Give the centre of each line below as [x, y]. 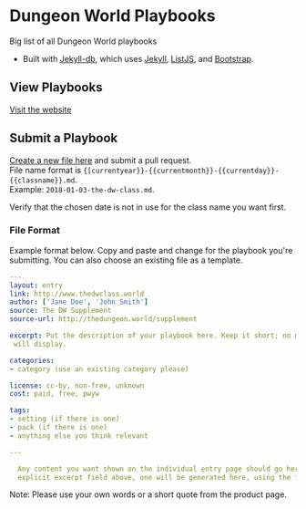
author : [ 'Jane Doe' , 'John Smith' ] [79, 302]
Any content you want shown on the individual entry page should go [150, 469]
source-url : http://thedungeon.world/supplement [103, 319]
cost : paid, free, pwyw [55, 394]
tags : [20, 410]
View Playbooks [56, 88]
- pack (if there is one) [58, 428]
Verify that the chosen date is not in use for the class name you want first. [148, 207]
